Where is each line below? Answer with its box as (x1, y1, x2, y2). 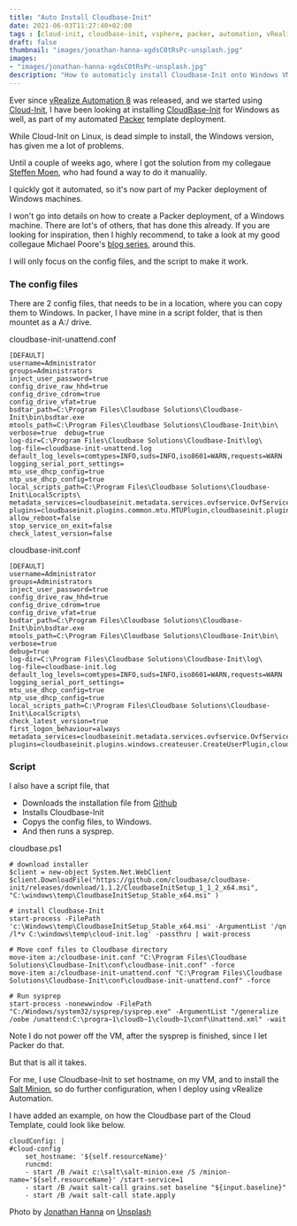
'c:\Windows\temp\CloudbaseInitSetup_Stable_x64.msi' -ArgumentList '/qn (9, 922, 287, 931)
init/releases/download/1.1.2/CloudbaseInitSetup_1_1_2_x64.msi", (9, 883, 259, 892)
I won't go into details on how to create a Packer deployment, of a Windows (9, 210, 285, 221)
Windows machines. (9, 193, 83, 204)
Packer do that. (9, 1040, 65, 1051)
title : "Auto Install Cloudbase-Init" (9, 12, 152, 22)
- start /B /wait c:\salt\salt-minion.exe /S (25, 1168, 196, 1177)
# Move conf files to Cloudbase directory (9, 945, 168, 954)
